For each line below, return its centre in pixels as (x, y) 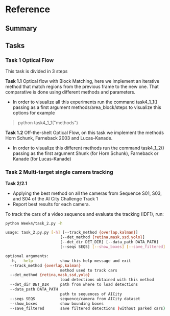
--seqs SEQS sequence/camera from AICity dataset (75, 299)
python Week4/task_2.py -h (34, 223)
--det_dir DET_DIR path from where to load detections (74, 285)
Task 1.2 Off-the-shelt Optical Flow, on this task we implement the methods (85, 133)
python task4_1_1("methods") (48, 123)
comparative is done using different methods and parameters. (70, 92)
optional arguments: (27, 256)
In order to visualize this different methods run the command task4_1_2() (88, 148)
